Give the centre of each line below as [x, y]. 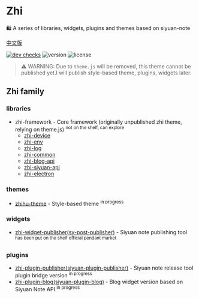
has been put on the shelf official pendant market [66, 238]
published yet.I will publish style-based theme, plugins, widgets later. [106, 73]
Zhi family [25, 92]
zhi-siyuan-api [42, 168]
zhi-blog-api [39, 161]
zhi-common [40, 155]
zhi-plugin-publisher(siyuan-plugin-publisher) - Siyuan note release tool [104, 268]
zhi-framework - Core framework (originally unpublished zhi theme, [98, 122]
